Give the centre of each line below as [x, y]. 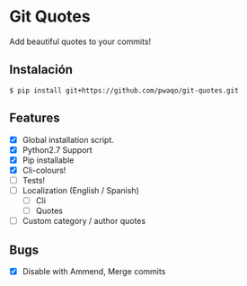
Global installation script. [68, 139]
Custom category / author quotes [84, 221]
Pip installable [48, 160]
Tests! [34, 180]
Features [35, 118]
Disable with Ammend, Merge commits [94, 271]
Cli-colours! [44, 170]
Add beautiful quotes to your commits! [80, 41]
